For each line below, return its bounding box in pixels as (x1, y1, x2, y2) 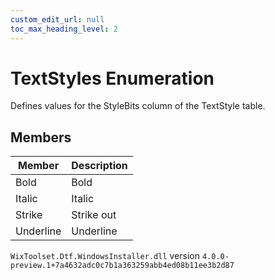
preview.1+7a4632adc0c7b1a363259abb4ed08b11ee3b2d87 (10, 261, 235, 271)
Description (71, 159, 128, 173)
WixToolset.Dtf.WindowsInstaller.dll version (10, 250, 200, 262)
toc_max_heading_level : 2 (10, 24, 118, 34)
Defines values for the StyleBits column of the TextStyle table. (10, 100, 266, 112)
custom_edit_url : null (10, 14, 105, 25)
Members (10, 129, 72, 146)
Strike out (71, 208, 117, 222)
